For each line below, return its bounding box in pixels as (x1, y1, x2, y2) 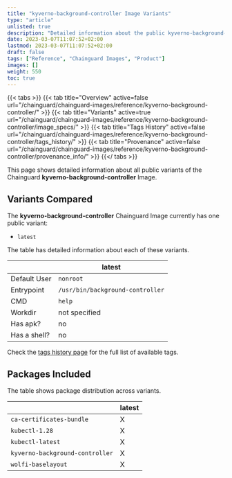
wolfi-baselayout (10, 461, 68, 468)
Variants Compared (7, 193, 93, 205)
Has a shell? (10, 330, 50, 340)
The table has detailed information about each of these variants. (7, 246, 190, 254)
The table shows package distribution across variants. (7, 387, 162, 395)
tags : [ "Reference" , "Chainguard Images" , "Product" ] (7, 55, 166, 62)
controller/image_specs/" (7, 123, 79, 132)
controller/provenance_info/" (7, 152, 89, 161)
